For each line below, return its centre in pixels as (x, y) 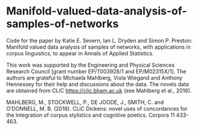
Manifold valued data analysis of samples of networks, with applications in (98, 47)
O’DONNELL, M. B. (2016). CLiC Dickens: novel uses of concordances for (97, 108)
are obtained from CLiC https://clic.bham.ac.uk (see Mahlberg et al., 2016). (99, 90)
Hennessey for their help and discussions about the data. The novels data (98, 84)
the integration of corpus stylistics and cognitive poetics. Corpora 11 (91, 115)
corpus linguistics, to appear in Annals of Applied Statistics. (80, 53)
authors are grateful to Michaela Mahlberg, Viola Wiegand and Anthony (94, 78)
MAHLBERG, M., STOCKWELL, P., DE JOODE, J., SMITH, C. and (85, 102)
